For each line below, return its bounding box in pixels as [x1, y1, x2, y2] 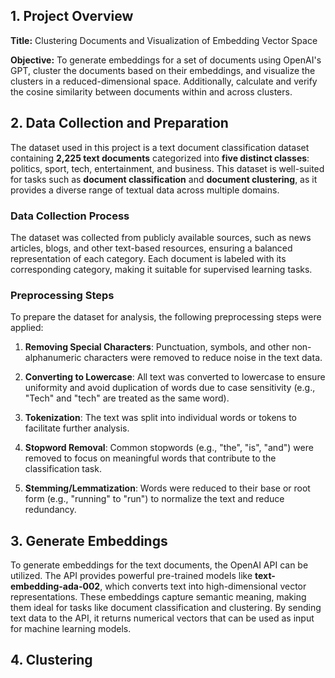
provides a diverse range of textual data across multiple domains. [10, 184, 280, 196]
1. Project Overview [10, 8, 134, 25]
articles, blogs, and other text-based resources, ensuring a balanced [10, 242, 293, 254]
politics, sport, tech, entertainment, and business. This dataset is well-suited [10, 162, 325, 174]
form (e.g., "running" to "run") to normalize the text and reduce [24, 493, 285, 505]
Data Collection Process [10, 209, 130, 223]
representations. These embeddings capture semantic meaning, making [10, 591, 307, 603]
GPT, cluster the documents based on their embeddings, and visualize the [10, 64, 316, 76]
